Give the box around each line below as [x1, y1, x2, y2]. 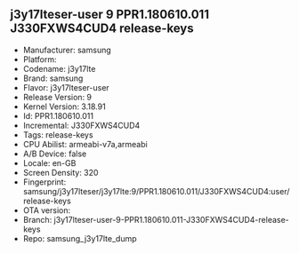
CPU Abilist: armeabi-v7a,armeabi [22, 138, 148, 149]
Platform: [22, 53, 57, 65]
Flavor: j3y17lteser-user [22, 82, 109, 92]
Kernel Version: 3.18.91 [22, 101, 106, 112]
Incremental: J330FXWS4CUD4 [22, 120, 141, 130]
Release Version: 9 [22, 91, 93, 102]
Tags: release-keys [22, 129, 93, 140]
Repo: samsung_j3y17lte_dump [22, 233, 137, 243]
